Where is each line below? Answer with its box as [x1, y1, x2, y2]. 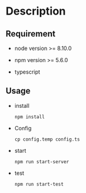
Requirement [5, 29, 56, 39]
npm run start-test [14, 181, 64, 187]
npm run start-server [14, 158, 69, 165]
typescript [14, 68, 41, 75]
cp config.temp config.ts [14, 136, 80, 142]
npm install [14, 114, 45, 120]
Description [5, 4, 66, 18]
